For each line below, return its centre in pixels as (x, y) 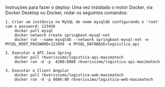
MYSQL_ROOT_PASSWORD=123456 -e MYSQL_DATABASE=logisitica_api (72, 44)
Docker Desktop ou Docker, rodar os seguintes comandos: (67, 13)
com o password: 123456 (30, 26)
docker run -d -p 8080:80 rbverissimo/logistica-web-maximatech (84, 79)
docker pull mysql (34, 31)
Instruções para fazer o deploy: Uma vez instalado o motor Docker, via (79, 7)
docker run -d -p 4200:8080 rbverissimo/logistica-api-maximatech (87, 62)
